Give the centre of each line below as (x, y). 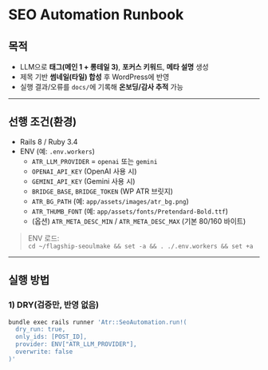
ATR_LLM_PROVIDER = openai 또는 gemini (95, 161)
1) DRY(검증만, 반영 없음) (54, 305)
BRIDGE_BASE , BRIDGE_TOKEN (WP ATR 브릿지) (102, 191)
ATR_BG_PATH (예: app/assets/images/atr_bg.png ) (110, 201)
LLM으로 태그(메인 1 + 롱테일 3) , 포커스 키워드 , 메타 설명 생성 (114, 67)
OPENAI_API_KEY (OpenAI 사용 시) (84, 171)
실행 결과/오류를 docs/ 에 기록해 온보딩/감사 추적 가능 (101, 87)
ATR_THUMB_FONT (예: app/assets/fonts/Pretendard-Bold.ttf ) (130, 211)
